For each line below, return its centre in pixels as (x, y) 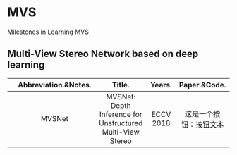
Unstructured (121, 123)
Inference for (121, 114)
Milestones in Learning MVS (48, 32)
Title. (121, 85)
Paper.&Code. (202, 85)
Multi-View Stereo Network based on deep (103, 54)
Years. (162, 85)
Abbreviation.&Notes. (55, 85)
